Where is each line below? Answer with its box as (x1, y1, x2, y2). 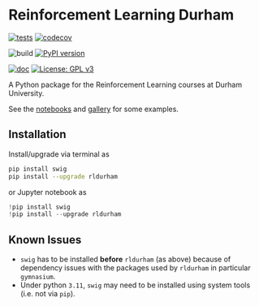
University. (8, 88, 45, 98)
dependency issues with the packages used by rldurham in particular (19, 263, 251, 273)
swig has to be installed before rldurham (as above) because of (19, 254, 231, 265)
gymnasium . (19, 272, 56, 282)
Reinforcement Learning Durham (8, 6, 235, 24)
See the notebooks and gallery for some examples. (8, 104, 179, 114)
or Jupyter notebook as (8, 187, 87, 196)
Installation (8, 127, 67, 141)
